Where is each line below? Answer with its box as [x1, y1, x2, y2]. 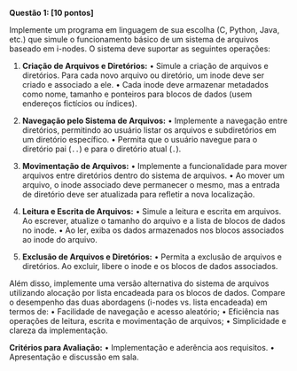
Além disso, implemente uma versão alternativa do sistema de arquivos [9, 278, 270, 289]
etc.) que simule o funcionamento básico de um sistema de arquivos [9, 35, 259, 44]
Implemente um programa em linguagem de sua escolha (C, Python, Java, [9, 25, 280, 35]
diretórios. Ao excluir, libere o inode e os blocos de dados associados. [21, 261, 278, 271]
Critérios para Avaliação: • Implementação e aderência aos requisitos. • [9, 343, 275, 352]
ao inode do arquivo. [21, 235, 98, 244]
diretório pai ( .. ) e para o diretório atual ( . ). [21, 143, 182, 154]
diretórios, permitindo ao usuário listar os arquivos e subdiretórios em [21, 125, 277, 135]
